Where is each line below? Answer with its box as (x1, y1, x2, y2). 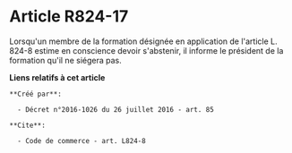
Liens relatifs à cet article (9, 72, 106, 82)
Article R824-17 (9, 6, 129, 27)
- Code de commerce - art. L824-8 (17, 136, 146, 145)
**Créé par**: (9, 89, 63, 98)
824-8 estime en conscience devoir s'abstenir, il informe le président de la (9, 45, 284, 55)
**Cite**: (9, 121, 47, 130)
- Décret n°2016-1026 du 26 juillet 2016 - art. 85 (17, 105, 215, 114)
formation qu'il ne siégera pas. (9, 55, 123, 65)
